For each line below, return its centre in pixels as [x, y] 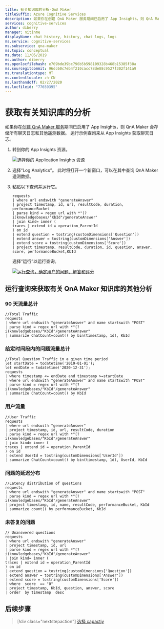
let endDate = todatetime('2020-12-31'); [48, 368]
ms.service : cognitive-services [38, 42]
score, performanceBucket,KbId [44, 252]
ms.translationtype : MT [29, 73]
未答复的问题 [20, 522]
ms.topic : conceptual [27, 50]
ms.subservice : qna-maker [31, 46]
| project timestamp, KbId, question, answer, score [60, 588]
